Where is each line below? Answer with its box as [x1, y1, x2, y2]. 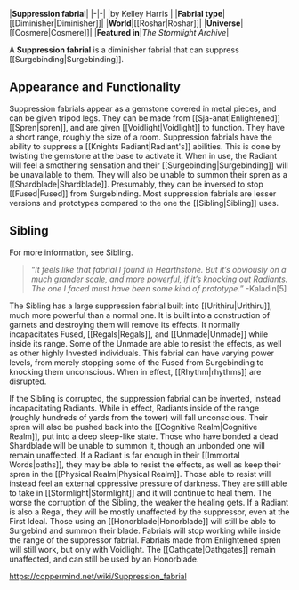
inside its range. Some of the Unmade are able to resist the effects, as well [9, 338, 282, 348]
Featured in [96, 28, 141, 37]
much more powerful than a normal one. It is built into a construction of [9, 309, 271, 320]
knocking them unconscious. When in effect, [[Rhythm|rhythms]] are [9, 366, 262, 377]
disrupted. [9, 376, 47, 387]
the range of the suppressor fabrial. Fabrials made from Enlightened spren [9, 534, 281, 546]
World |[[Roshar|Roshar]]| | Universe [108, 18, 241, 28]
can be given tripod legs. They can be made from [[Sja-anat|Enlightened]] [9, 112, 280, 124]
